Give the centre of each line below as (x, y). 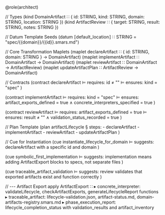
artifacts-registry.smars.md (33, 202)
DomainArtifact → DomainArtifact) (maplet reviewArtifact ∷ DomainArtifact (81, 62)
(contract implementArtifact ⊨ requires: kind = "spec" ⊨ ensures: (72, 97)
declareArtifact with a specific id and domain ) (52, 147)
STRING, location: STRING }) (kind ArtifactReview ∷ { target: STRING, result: (82, 22)
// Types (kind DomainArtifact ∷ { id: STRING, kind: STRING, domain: (75, 17)
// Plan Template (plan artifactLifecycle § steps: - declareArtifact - (72, 127)
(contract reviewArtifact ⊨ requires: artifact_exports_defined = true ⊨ (76, 112)
